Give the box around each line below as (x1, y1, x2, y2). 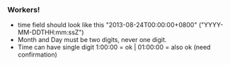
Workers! (7, 5, 40, 15)
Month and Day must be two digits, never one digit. (17, 36, 167, 44)
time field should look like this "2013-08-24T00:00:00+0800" (17, 21, 197, 29)
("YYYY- (198, 21, 224, 29)
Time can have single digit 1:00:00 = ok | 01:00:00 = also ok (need (17, 43, 211, 52)
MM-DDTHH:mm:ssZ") (17, 28, 84, 36)
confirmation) (17, 50, 58, 59)
